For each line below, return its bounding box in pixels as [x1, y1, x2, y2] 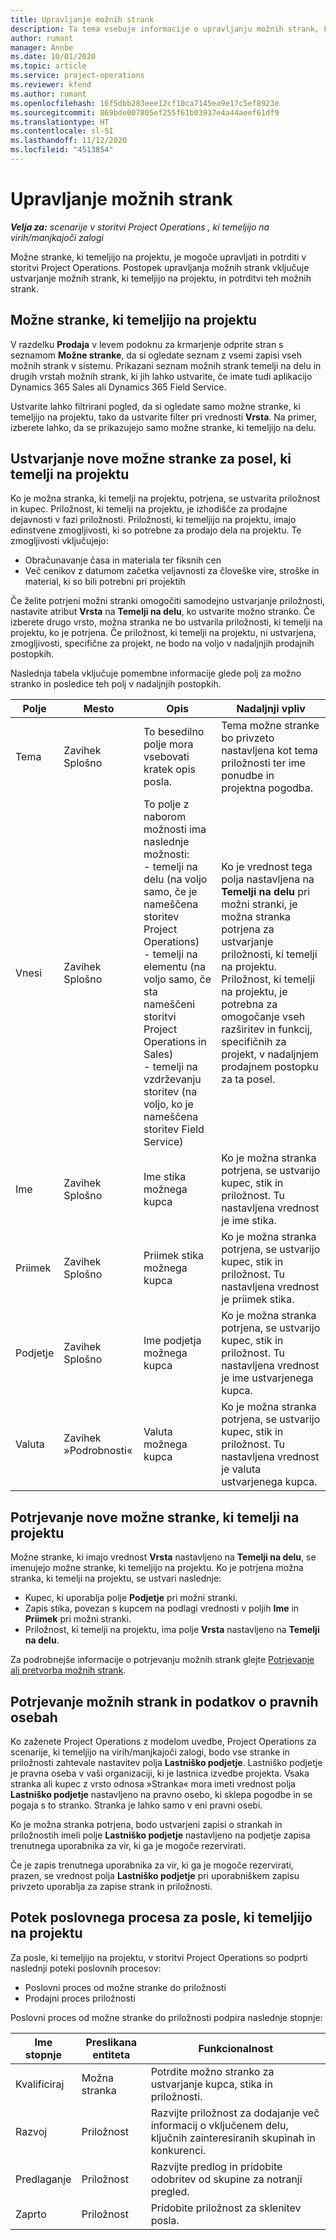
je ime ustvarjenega [221, 1371, 314, 1385]
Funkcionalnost [198, 2041, 274, 2055]
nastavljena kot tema [221, 744, 318, 758]
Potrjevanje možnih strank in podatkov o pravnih [10, 1693, 319, 1710]
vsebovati [143, 750, 190, 764]
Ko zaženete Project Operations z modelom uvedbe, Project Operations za [10, 1736, 317, 1748]
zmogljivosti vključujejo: [10, 535, 109, 547]
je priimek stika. [221, 1292, 295, 1306]
